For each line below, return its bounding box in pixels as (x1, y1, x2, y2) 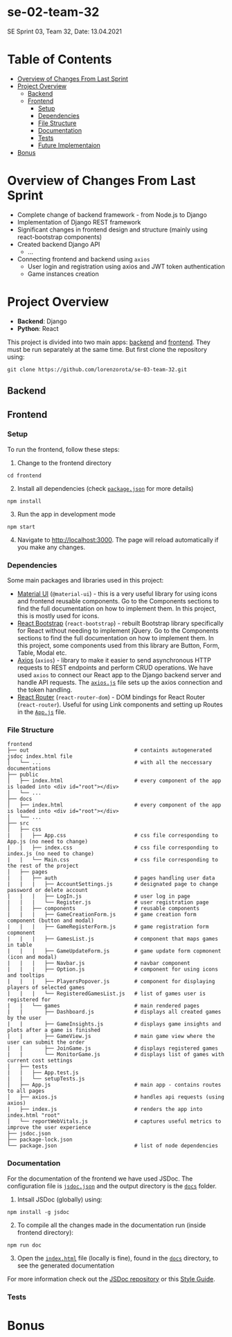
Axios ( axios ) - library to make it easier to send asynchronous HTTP (17, 656, 211, 665)
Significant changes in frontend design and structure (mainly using (17, 225, 208, 234)
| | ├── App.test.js (7, 1069, 79, 1076)
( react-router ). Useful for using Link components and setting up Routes (17, 700, 223, 709)
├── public (7, 771, 39, 779)
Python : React (17, 324, 59, 332)
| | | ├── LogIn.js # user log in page (7, 893, 190, 900)
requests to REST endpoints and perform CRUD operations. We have (17, 663, 213, 672)
